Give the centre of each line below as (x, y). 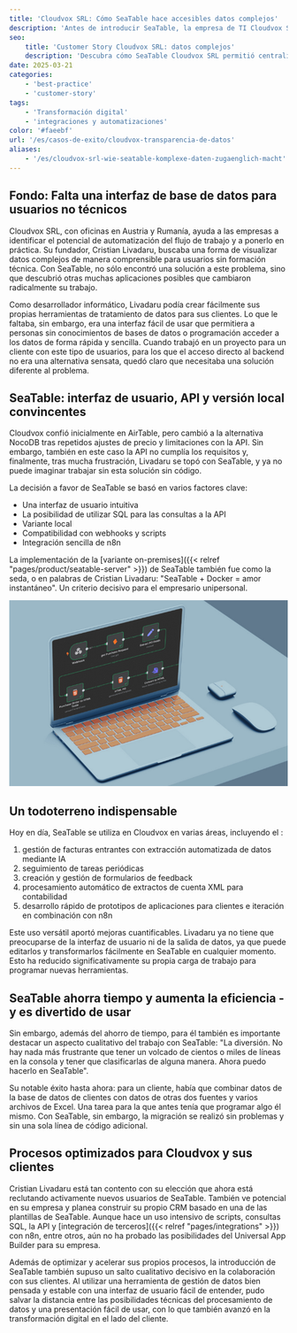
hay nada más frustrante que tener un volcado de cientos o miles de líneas (145, 1052)
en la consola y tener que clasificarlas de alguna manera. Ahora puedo (138, 1061)
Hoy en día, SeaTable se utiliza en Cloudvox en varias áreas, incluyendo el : (146, 833)
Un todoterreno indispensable (93, 811)
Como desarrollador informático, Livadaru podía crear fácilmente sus (135, 304)
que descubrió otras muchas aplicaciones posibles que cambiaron (130, 278)
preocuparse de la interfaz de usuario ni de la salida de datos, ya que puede (148, 942)
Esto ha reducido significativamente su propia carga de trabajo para (133, 961)
